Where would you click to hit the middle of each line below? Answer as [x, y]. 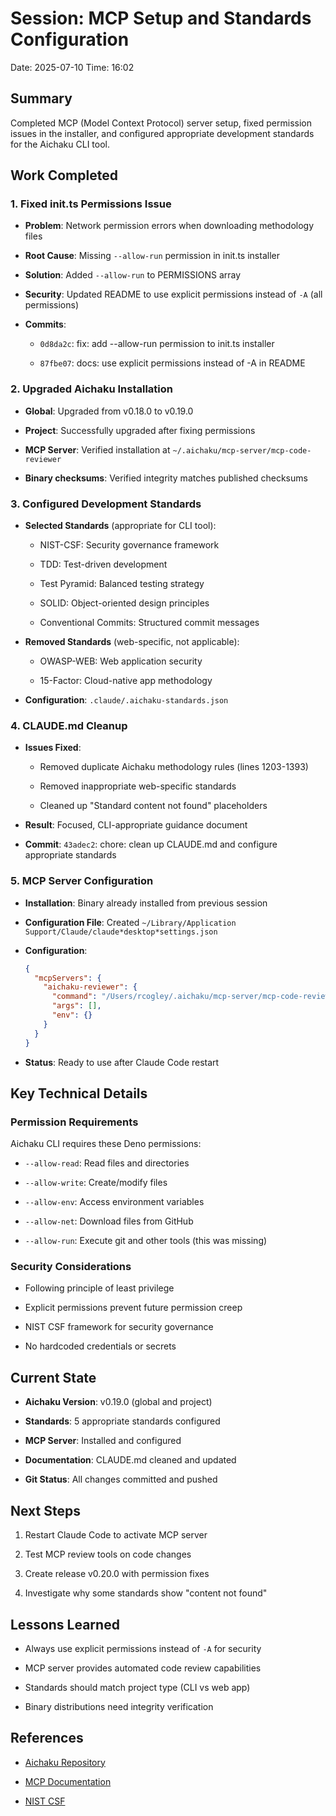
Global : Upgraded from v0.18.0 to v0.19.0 [109, 411]
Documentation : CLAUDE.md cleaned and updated [130, 1460]
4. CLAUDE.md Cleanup [69, 725]
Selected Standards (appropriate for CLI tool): [120, 526]
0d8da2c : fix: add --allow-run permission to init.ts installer [157, 344]
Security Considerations [71, 1267]
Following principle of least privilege [99, 1288]
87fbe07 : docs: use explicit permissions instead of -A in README [172, 363]
